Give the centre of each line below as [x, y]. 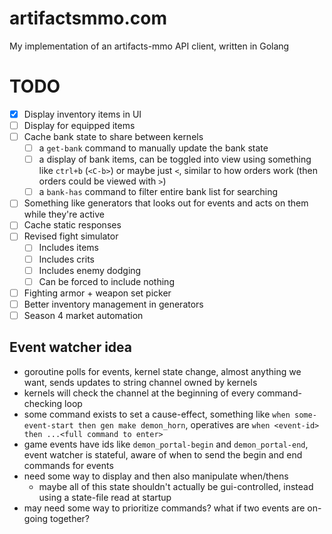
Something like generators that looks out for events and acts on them [166, 203]
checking [43, 403]
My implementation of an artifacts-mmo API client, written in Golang [149, 46]
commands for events [68, 465]
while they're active [64, 214]
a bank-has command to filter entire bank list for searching [158, 192]
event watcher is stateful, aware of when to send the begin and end [163, 454]
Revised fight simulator [71, 236]
